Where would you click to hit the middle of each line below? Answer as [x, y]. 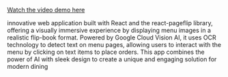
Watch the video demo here [46, 10]
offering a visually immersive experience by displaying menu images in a [109, 30]
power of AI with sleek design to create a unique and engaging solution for [112, 59]
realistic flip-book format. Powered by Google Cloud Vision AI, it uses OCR [112, 37]
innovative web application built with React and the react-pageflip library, [110, 23]
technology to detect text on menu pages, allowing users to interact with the [114, 45]
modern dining [28, 66]
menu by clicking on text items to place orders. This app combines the [106, 52]
